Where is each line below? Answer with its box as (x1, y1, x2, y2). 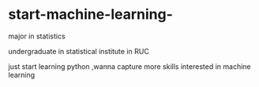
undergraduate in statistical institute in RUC (8, 46, 150, 56)
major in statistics (8, 31, 66, 41)
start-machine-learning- (8, 5, 174, 24)
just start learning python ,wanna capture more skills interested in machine (8, 61, 251, 71)
